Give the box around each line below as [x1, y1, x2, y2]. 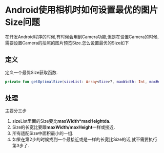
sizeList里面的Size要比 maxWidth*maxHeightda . [12, 118, 111, 124]
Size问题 [5, 17, 41, 28]
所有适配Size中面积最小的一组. [12, 131, 74, 136]
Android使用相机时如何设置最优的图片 [5, 4, 159, 16]
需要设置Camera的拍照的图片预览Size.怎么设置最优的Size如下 [5, 40, 129, 45]
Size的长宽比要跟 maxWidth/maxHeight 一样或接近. [12, 124, 115, 130]
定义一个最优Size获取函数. [5, 69, 58, 75]
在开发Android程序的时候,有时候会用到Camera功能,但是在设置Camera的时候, [5, 34, 159, 40]
